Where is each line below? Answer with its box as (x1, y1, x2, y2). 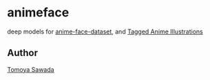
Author (7, 47, 38, 59)
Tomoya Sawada (7, 65, 54, 73)
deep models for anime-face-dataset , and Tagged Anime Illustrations (7, 27, 203, 36)
